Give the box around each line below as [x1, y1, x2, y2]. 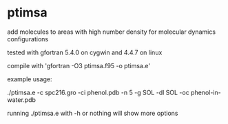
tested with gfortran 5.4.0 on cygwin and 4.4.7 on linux [7, 48, 163, 56]
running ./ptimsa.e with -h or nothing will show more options [7, 109, 178, 117]
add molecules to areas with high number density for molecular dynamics [7, 28, 216, 36]
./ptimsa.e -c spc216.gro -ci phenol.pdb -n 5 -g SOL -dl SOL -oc [7, 88, 189, 96]
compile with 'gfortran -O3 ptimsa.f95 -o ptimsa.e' [7, 61, 150, 70]
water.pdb [7, 95, 37, 104]
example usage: [7, 74, 52, 83]
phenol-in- [190, 88, 222, 96]
